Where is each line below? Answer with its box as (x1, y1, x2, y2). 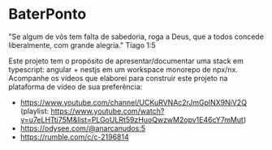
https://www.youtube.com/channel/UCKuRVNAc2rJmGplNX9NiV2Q (19, 97, 248, 107)
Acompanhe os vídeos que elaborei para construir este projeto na (8, 73, 228, 83)
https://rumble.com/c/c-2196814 (19, 131, 129, 142)
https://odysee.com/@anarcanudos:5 (19, 123, 146, 133)
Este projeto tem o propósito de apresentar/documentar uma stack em (8, 56, 244, 66)
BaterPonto (8, 5, 87, 24)
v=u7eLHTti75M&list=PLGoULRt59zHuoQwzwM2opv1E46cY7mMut (19, 114, 244, 124)
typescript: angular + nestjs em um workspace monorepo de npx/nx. (8, 64, 238, 74)
